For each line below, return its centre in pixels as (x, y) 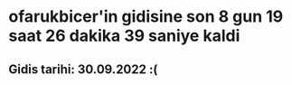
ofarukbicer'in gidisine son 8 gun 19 (146, 17)
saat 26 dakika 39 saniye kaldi (124, 36)
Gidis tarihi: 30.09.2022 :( (83, 69)
